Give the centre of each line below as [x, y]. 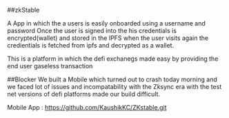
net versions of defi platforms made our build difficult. [84, 94]
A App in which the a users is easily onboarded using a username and [106, 23]
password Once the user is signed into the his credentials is [92, 31]
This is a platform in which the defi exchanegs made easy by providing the [113, 59]
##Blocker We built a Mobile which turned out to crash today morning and [112, 79]
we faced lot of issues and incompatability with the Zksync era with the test [114, 87]
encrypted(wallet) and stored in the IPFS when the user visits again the [108, 38]
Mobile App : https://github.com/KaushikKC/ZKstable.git [87, 107]
